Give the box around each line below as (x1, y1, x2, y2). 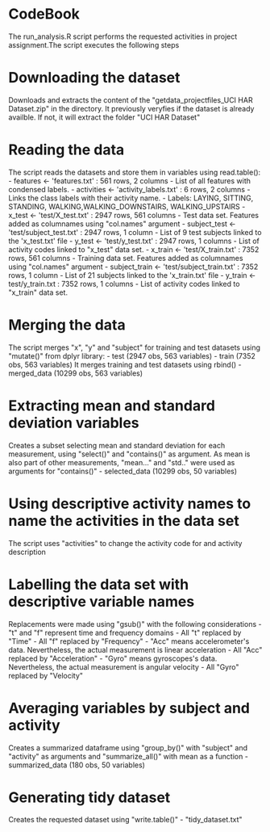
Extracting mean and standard (8, 397, 216, 414)
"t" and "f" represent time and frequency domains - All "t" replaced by (8, 628, 242, 637)
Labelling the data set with (8, 575, 189, 594)
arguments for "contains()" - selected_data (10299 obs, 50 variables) (8, 466, 238, 476)
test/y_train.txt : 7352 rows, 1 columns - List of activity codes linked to (8, 279, 240, 288)
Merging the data (8, 316, 127, 334)
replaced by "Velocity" (8, 670, 83, 680)
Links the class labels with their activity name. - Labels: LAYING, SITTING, (8, 193, 254, 203)
